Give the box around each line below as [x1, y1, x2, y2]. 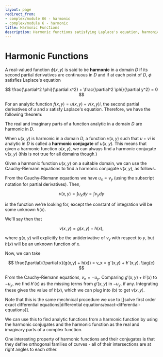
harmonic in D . [5, 126, 34, 132]
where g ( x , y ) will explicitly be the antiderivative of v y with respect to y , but [5, 234, 154, 242]
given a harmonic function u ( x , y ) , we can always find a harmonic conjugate [5, 145, 156, 151]
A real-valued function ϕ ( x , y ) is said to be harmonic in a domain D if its [5, 67, 148, 72]
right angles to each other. [5, 346, 58, 352]
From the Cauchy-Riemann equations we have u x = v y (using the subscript [5, 175, 154, 182]
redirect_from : [5, 12, 36, 17]
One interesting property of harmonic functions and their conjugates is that [5, 336, 155, 342]
